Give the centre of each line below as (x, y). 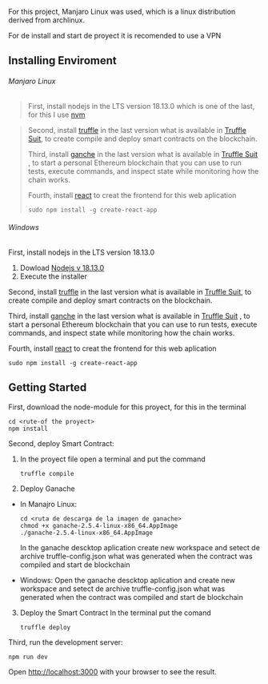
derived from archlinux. (47, 20)
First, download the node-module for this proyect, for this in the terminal (127, 407)
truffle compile (47, 473)
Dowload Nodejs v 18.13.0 (62, 268)
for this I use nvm (56, 115)
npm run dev (28, 657)
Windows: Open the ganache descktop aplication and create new (128, 580)
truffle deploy (45, 627)
